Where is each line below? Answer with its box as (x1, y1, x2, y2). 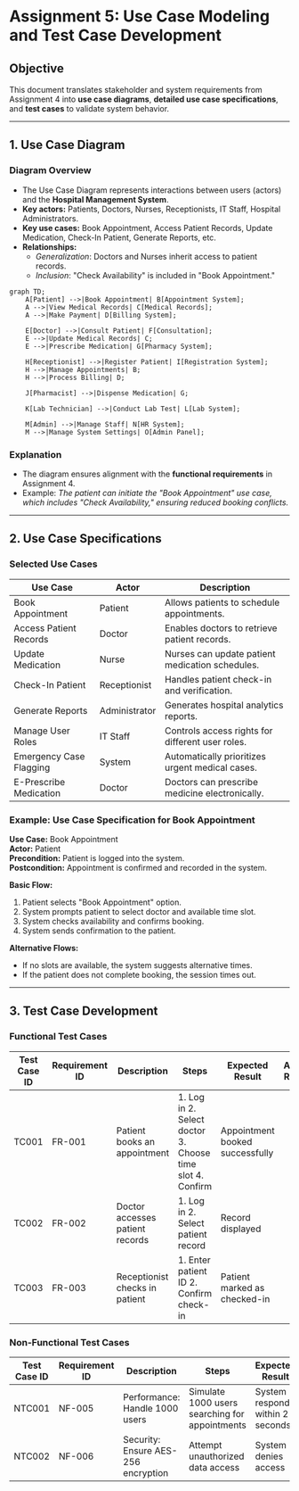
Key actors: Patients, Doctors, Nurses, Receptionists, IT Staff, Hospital (21, 203, 281, 214)
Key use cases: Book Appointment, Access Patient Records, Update (21, 222, 273, 233)
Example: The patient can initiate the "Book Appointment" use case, (21, 487, 273, 498)
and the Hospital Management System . (21, 194, 169, 204)
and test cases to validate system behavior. (9, 104, 170, 113)
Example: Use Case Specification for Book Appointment (9, 814, 255, 826)
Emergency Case (13, 750, 85, 762)
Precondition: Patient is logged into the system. (9, 852, 185, 863)
